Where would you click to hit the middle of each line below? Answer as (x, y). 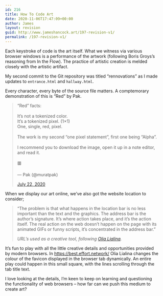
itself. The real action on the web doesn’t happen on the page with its (87, 224)
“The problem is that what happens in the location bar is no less (81, 208)
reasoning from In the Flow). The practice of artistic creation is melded (76, 61)
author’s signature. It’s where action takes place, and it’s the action (84, 218)
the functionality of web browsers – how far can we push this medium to (78, 284)
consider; (15, 199)
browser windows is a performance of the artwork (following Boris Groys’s (80, 56)
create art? (16, 289)
